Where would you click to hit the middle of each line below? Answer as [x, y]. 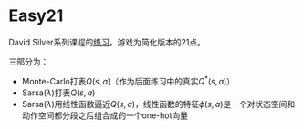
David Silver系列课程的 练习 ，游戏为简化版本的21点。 [107, 42]
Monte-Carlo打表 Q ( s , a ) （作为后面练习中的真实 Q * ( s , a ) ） [128, 80]
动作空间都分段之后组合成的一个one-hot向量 [105, 115]
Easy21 [36, 16]
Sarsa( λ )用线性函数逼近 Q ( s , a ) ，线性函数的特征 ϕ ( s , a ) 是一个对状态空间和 [158, 104]
